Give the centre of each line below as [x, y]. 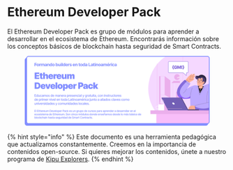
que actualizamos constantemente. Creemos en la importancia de [102, 144]
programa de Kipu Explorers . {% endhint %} [70, 159]
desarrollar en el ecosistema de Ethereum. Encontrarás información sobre [113, 38]
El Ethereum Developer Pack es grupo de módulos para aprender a [103, 31]
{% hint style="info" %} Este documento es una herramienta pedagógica [112, 137]
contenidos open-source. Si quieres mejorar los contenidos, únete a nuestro [117, 151]
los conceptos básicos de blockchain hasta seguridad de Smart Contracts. [114, 46]
